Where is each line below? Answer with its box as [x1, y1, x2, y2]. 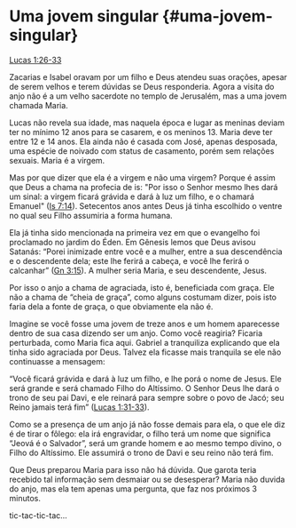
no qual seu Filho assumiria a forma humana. [9, 210, 173, 220]
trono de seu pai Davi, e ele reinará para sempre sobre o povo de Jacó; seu [9, 392, 285, 403]
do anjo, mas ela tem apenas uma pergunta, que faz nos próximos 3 [9, 483, 257, 494]
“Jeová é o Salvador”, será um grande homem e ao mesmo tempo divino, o [9, 437, 282, 448]
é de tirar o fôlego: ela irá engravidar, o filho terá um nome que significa [9, 428, 271, 439]
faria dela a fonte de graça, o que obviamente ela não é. [9, 300, 214, 312]
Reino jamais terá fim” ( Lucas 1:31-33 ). [9, 402, 150, 412]
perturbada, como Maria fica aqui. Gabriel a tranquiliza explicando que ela [9, 337, 281, 348]
